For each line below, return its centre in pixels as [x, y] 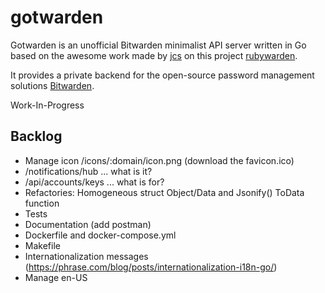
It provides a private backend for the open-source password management [162, 75]
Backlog [36, 136]
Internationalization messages [86, 256]
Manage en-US [56, 277]
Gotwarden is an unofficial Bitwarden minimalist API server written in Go [158, 45]
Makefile [42, 245]
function [42, 203]
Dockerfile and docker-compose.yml [100, 235]
